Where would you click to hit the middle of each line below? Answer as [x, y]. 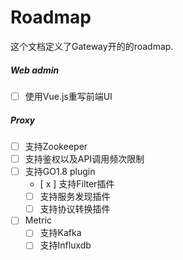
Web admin [35, 70]
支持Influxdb [65, 245]
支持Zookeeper [56, 146]
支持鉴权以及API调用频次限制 [84, 159]
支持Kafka [60, 233]
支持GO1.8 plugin [60, 172]
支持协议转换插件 [75, 209]
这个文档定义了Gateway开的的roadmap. [92, 46]
